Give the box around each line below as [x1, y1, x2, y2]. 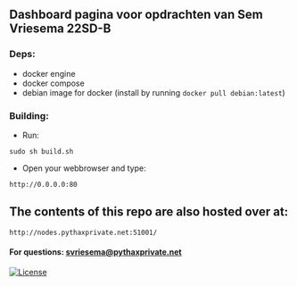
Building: [9, 109, 49, 122]
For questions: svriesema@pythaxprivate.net [9, 247, 182, 257]
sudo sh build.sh [9, 147, 74, 156]
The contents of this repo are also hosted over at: [9, 205, 289, 220]
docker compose [21, 78, 85, 88]
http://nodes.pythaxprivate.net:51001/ [9, 228, 158, 237]
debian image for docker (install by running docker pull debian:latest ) [21, 87, 285, 97]
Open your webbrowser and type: [21, 163, 146, 173]
